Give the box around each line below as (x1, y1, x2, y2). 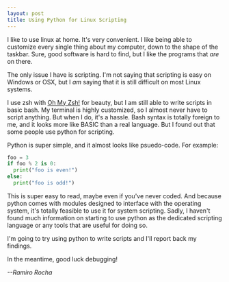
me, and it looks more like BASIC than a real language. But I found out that (7, 120, 215, 128)
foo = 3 (7, 154, 29, 161)
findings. (7, 242, 32, 250)
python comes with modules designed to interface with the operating (7, 199, 202, 207)
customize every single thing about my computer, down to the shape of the (7, 43, 219, 51)
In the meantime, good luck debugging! (7, 255, 118, 263)
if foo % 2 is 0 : (7, 161, 57, 167)
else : (7, 173, 23, 180)
